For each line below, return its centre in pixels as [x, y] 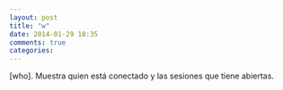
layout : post [34, 17]
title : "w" [30, 26]
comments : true [38, 42]
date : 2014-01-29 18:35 [54, 34]
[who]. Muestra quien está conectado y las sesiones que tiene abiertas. [141, 76]
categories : [31, 51]
